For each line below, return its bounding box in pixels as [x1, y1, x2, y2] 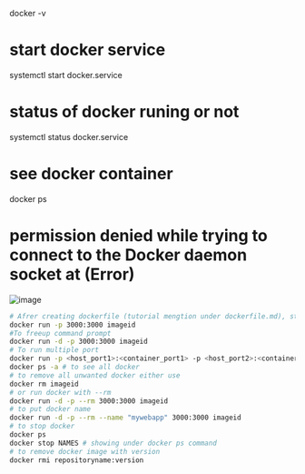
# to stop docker [9, 422, 75, 431]
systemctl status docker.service [9, 131, 129, 142]
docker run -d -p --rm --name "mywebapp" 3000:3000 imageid [9, 413, 242, 422]
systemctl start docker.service [9, 69, 123, 80]
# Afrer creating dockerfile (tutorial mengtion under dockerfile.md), [9, 311, 286, 321]
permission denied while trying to [9, 226, 268, 246]
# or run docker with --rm [9, 388, 112, 397]
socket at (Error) [9, 264, 135, 285]
